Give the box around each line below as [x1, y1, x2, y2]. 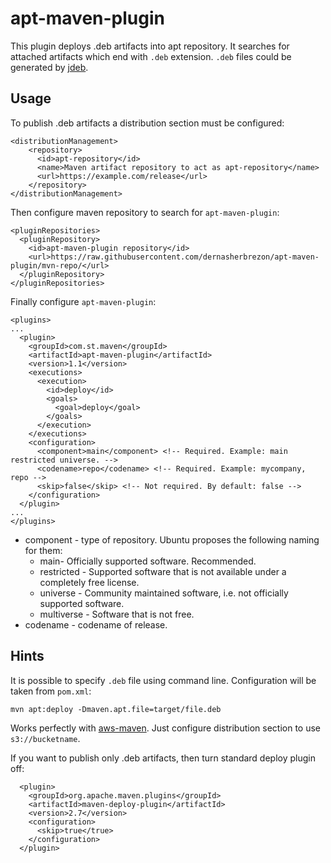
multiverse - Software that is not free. [39, 608, 195, 620]
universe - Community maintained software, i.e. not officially [39, 587, 289, 599]
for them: [24, 544, 63, 556]
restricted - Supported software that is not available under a [39, 565, 287, 577]
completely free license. [39, 576, 140, 588]
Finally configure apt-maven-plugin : [10, 295, 157, 307]
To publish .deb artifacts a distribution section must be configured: [10, 117, 285, 129]
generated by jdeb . [10, 61, 89, 73]
